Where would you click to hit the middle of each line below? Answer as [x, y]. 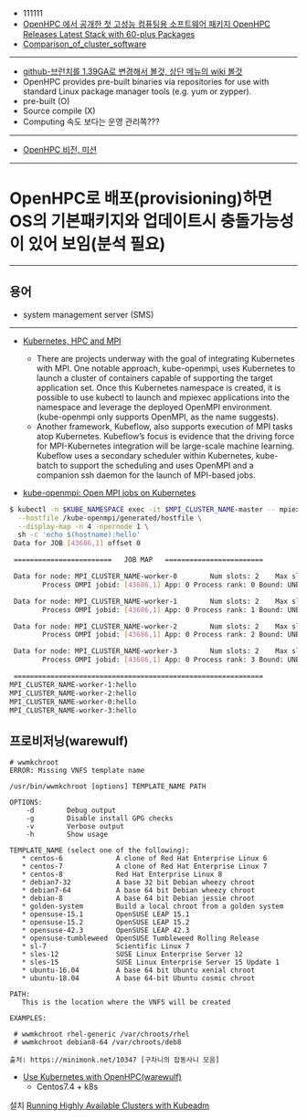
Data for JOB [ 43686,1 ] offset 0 [77, 544]
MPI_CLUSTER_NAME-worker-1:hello [73, 684]
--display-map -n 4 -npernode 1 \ [83, 526]
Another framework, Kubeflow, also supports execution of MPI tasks [164, 426]
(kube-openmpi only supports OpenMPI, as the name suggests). [157, 417]
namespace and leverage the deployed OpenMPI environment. [154, 407]
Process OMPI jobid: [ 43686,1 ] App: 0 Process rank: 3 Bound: [163, 660]
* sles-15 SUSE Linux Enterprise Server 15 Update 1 [151, 963]
